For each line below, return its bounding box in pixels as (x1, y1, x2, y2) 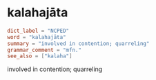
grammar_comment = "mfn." (7, 46, 81, 53)
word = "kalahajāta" (7, 34, 67, 40)
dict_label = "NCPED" (7, 27, 70, 34)
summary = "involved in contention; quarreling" (7, 40, 150, 47)
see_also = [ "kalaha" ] (7, 53, 72, 59)
